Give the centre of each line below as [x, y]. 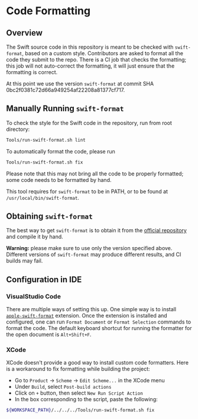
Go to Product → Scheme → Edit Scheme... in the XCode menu [90, 380]
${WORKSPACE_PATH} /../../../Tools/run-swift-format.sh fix [80, 410]
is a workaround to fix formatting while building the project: [78, 369]
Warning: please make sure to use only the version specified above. [89, 248]
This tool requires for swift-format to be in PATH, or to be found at [87, 191]
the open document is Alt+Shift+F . [49, 335]
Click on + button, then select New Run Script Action [79, 393]
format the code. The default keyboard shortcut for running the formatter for [99, 328]
